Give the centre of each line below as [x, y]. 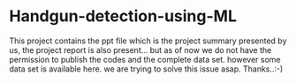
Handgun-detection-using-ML [123, 16]
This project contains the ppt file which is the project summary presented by [148, 41]
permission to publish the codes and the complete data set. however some [145, 59]
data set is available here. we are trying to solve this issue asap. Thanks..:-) [146, 69]
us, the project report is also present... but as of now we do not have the [140, 49]
